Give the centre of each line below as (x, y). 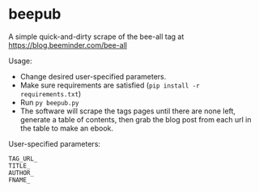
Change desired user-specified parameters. (93, 76)
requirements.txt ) (51, 93)
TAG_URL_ (23, 159)
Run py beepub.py (49, 102)
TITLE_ (19, 166)
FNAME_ (19, 180)
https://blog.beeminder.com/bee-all (68, 45)
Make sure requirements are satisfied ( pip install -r (110, 85)
